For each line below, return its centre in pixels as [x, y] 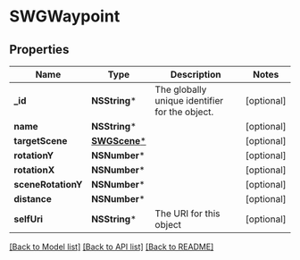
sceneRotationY [48, 185]
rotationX [34, 170]
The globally [181, 89]
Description [196, 75]
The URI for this [187, 214]
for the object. [184, 112]
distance [33, 199]
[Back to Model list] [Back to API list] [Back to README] [112, 247]
